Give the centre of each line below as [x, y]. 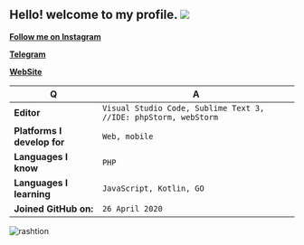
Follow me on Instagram [55, 36]
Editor [27, 112]
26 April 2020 [133, 208]
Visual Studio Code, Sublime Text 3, [184, 108]
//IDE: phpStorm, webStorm [161, 117]
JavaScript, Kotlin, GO [154, 188]
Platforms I [38, 130]
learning [33, 193]
